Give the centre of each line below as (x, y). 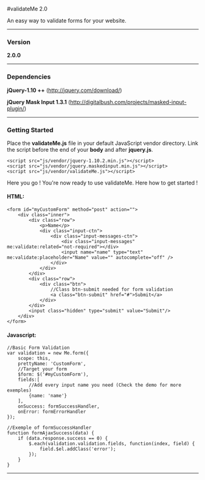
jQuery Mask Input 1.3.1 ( (39, 102)
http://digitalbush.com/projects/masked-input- (129, 102)
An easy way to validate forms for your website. (67, 20)
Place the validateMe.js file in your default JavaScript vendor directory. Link (102, 143)
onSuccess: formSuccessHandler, (59, 407)
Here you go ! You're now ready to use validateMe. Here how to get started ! (102, 183)
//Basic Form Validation (38, 348)
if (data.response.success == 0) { (63, 439)
